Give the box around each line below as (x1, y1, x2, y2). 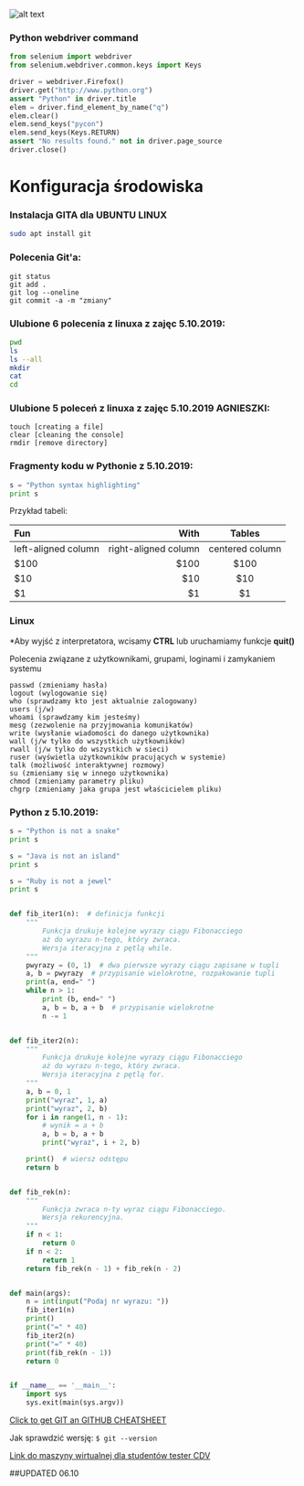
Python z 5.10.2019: (9, 806, 99, 818)
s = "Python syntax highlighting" (9, 480, 142, 489)
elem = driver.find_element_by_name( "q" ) (9, 102, 170, 112)
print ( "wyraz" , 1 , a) (26, 1096, 108, 1105)
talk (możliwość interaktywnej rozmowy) (9, 760, 166, 770)
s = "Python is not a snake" (9, 827, 121, 836)
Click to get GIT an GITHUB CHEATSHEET (9, 1415, 167, 1426)
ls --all (9, 355, 43, 364)
